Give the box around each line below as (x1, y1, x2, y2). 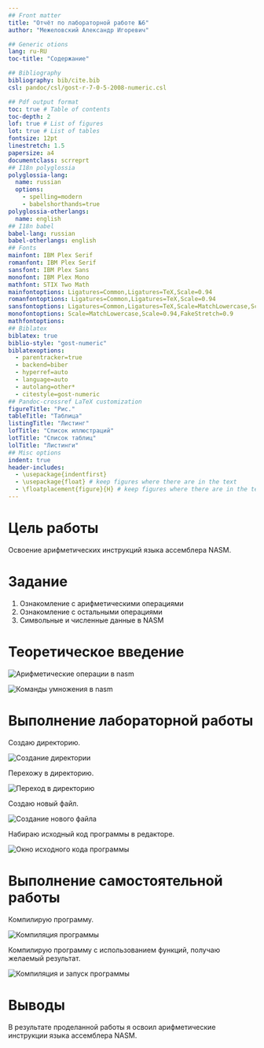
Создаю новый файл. (8, 799, 79, 808)
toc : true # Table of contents (8, 105, 111, 113)
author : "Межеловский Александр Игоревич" (8, 26, 149, 34)
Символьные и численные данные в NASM (19, 615, 164, 625)
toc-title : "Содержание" (8, 55, 90, 63)
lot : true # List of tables (8, 127, 101, 135)
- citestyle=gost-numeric (15, 390, 101, 398)
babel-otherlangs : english (8, 237, 97, 245)
